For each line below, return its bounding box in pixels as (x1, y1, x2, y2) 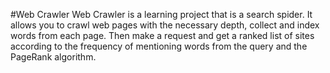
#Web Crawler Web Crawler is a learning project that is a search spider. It (10, 9, 313, 20)
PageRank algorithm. (10, 51, 97, 63)
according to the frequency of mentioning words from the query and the (10, 40, 308, 52)
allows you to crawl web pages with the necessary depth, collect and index (10, 19, 320, 31)
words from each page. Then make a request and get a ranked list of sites (10, 30, 315, 41)
